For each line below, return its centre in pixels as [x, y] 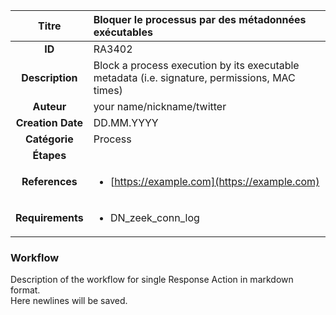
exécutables [123, 32]
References [49, 181]
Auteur [49, 106]
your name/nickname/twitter [160, 106]
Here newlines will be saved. [69, 301]
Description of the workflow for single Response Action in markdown [152, 280]
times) [108, 90]
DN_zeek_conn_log [154, 217]
